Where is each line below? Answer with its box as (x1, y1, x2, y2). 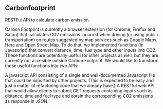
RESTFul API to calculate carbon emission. (5, 17, 90, 22)
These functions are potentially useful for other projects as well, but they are (5, 52, 159, 58)
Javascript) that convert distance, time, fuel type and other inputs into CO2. (5, 47, 157, 53)
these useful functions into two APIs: (5, 63, 79, 68)
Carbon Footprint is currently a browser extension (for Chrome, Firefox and (5, 26, 156, 32)
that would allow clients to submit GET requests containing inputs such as (5, 87, 153, 93)
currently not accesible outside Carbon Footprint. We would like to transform (5, 57, 159, 63)
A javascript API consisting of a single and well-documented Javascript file (5, 72, 155, 78)
